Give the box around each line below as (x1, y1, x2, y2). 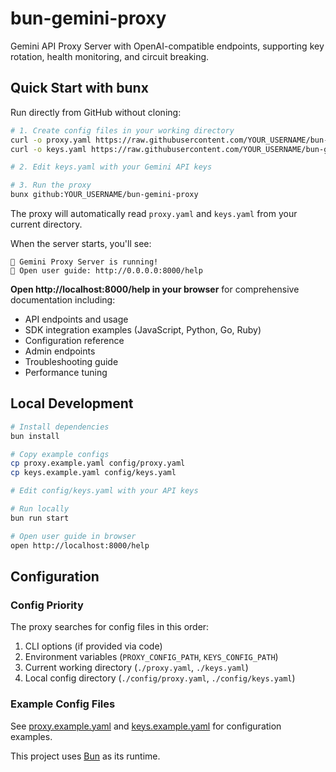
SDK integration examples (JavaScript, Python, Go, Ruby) (24, 324, 262, 336)
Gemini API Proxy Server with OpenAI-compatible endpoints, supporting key (10, 40, 325, 52)
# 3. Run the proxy (10, 180, 92, 191)
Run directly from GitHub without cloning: (10, 106, 182, 118)
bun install (10, 431, 60, 441)
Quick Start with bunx (10, 80, 149, 97)
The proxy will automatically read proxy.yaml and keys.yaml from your (10, 208, 298, 219)
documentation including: (10, 294, 116, 306)
